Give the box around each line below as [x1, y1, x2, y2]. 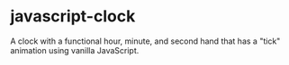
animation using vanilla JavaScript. [10, 45, 140, 55]
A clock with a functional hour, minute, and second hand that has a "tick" [10, 36, 281, 46]
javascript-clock [10, 6, 136, 27]
